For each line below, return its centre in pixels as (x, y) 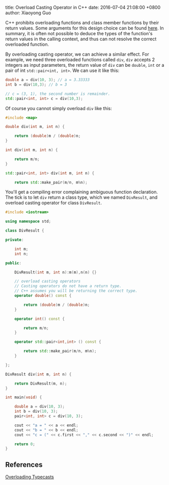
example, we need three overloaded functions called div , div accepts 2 (80, 60)
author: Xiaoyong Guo (28, 13)
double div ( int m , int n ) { (35, 127)
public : (13, 263)
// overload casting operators (48, 282)
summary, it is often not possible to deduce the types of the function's (79, 33)
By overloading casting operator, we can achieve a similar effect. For (77, 54)
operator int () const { (40, 319)
